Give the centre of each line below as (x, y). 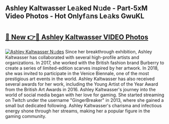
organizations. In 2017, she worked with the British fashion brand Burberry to (85, 63)
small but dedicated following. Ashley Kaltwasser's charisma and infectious (83, 106)
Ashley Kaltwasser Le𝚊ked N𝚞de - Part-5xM (76, 8)
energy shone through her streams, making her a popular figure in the (78, 111)
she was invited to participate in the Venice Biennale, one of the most (77, 73)
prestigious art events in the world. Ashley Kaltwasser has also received (80, 79)
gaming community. (26, 116)
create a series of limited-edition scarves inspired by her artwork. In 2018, (82, 68)
